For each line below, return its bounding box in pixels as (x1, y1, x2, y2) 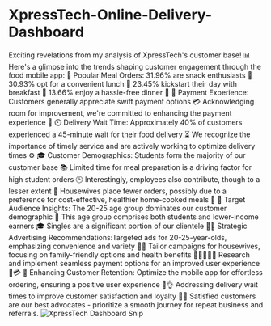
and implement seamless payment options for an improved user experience (8, 258, 260, 268)
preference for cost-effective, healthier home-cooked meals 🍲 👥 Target (8, 194, 246, 204)
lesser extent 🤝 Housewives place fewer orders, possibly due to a (8, 186, 227, 196)
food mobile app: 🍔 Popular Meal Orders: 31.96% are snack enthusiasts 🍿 (8, 70, 253, 80)
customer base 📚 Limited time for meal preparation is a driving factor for (8, 162, 252, 171)
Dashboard (8, 23, 85, 41)
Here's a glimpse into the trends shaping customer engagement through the (8, 61, 261, 71)
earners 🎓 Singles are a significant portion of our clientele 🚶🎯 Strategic (8, 221, 248, 231)
